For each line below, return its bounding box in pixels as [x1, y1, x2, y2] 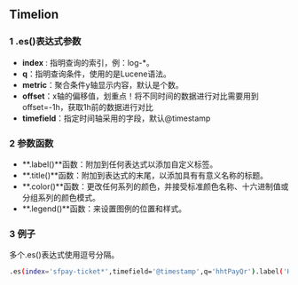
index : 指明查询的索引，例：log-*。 [21, 57, 155, 67]
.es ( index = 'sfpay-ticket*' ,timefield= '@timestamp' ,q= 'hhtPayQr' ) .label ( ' [9, 267, 288, 276]
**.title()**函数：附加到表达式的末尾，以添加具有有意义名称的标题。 [21, 170, 269, 180]
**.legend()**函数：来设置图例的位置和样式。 [21, 203, 187, 214]
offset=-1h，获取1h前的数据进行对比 [21, 101, 153, 112]
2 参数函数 [9, 137, 54, 149]
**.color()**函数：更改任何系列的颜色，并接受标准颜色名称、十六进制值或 [21, 181, 289, 192]
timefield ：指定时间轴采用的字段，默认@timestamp [21, 113, 211, 123]
